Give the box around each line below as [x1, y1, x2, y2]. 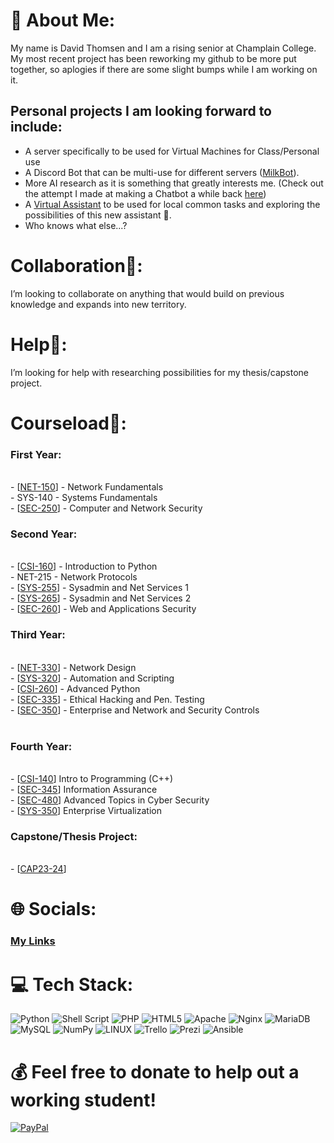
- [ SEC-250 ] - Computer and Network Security [10, 502, 203, 514]
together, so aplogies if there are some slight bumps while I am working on [10, 63, 318, 75]
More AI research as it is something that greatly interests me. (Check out [24, 177, 324, 189]
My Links [10, 934, 56, 948]
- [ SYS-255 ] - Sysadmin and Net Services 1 [10, 582, 189, 594]
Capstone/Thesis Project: [10, 829, 138, 843]
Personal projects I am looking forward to [10, 103, 273, 120]
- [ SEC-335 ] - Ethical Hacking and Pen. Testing [10, 693, 205, 705]
